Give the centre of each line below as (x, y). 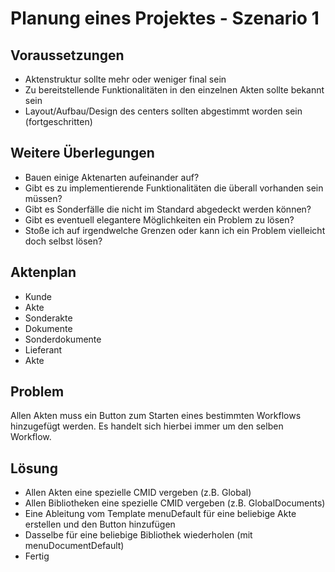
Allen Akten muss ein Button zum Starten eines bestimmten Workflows (156, 416)
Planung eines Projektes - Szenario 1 (165, 18)
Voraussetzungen (67, 55)
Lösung (34, 468)
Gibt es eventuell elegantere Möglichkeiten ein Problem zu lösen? (159, 219)
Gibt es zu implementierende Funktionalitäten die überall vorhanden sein (174, 188)
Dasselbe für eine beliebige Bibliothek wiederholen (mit (138, 535)
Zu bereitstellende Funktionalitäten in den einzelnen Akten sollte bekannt (174, 90)
